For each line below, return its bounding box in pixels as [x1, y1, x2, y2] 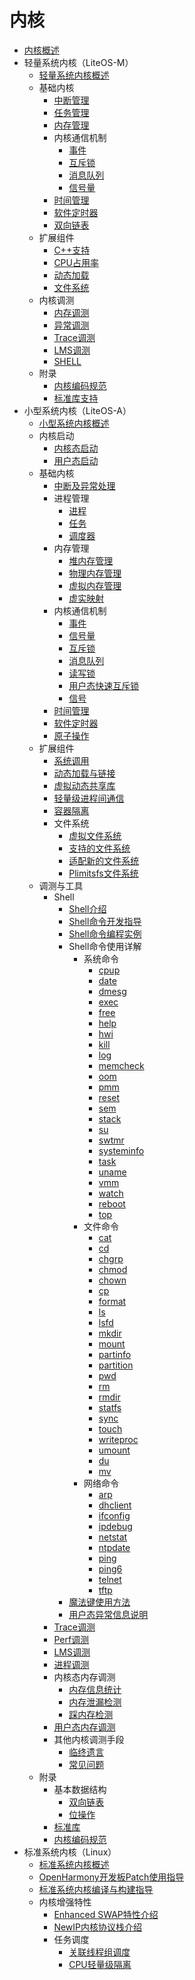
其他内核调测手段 [53, 1733, 125, 1745]
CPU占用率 [53, 256, 99, 268]
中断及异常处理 [53, 479, 116, 491]
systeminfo [98, 1144, 145, 1156]
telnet [98, 1573, 122, 1585]
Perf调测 [53, 1633, 90, 1645]
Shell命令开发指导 [68, 915, 142, 927]
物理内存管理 [68, 567, 122, 579]
